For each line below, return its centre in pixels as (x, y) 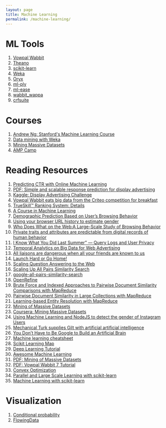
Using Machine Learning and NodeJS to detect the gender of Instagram (87, 317)
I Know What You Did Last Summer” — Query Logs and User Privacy (83, 242)
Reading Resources (47, 170)
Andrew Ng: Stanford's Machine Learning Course (64, 134)
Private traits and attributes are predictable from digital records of (80, 232)
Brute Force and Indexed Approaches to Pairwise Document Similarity (85, 285)
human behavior (30, 237)
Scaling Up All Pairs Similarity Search (51, 269)
